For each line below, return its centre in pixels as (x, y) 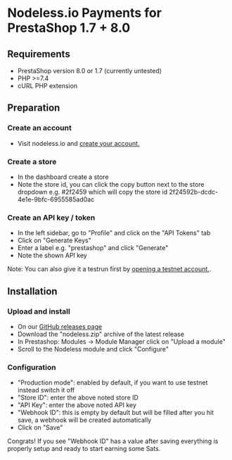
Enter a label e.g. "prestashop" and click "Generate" (93, 248)
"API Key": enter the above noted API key (77, 405)
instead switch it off (46, 390)
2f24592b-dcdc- (194, 192)
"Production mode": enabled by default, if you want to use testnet (112, 383)
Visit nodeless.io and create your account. (78, 143)
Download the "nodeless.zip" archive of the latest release (101, 334)
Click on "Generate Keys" (54, 240)
